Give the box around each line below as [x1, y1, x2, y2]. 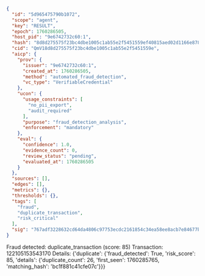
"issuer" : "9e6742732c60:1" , [22, 62, 97, 68]
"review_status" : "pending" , [22, 153, 97, 159]
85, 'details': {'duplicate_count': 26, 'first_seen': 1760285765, [6, 256, 160, 263]
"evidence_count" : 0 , [22, 147, 78, 154]
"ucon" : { [17, 91, 43, 97]
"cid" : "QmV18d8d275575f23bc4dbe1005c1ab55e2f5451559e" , [12, 46, 160, 52]
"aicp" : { [12, 51, 37, 57]
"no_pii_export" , [28, 102, 72, 108]
